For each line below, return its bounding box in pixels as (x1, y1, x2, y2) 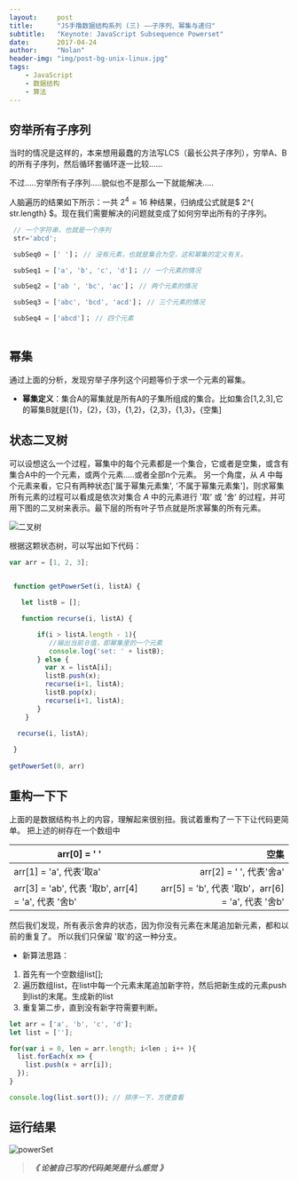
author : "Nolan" (9, 46, 86, 55)
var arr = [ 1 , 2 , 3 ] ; (9, 558, 90, 567)
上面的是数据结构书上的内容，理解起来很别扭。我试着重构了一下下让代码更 (9, 813, 281, 824)
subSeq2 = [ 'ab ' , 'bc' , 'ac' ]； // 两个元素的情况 (12, 281, 198, 291)
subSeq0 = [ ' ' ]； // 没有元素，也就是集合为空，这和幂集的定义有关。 (12, 250, 247, 258)
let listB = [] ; (20, 598, 82, 607)
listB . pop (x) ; (44, 688, 98, 697)
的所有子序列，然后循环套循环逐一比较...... (9, 159, 163, 170)
